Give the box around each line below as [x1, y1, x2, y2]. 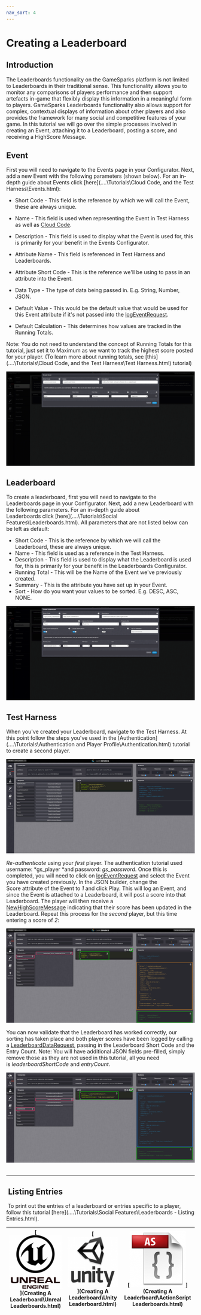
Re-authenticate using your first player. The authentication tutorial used [6, 860, 182, 867]
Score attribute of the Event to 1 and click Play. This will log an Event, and [6, 885, 187, 892]
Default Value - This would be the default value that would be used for [14, 305, 188, 312]
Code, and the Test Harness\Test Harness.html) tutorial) [54, 360, 193, 367]
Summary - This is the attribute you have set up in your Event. [14, 581, 167, 589]
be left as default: [6, 526, 50, 533]
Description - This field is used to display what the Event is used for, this [14, 233, 193, 240]
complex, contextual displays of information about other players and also [6, 108, 186, 115]
